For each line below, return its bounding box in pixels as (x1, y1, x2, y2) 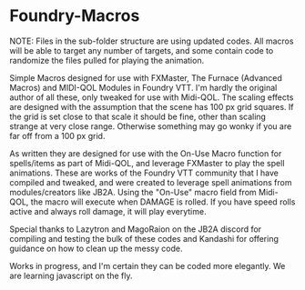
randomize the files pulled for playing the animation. (9, 55, 205, 65)
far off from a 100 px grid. (9, 130, 106, 141)
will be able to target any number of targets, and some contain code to (9, 45, 274, 55)
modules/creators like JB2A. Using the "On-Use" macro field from (9, 186, 257, 197)
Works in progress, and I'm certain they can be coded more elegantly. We (9, 260, 286, 271)
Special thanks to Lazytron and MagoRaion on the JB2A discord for (9, 224, 262, 235)
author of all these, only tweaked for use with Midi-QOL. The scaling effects (9, 92, 294, 103)
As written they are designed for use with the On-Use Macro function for (9, 147, 282, 159)
